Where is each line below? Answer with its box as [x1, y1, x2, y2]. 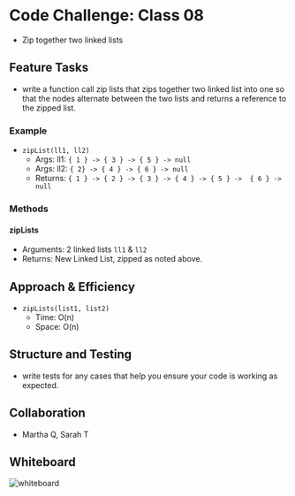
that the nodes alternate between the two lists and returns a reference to [21, 93, 287, 103]
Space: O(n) [34, 321, 79, 332]
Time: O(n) [34, 311, 75, 323]
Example [9, 125, 48, 137]
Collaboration [9, 406, 86, 421]
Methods [9, 202, 49, 215]
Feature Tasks [9, 60, 89, 75]
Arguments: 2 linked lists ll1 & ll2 [21, 244, 147, 255]
